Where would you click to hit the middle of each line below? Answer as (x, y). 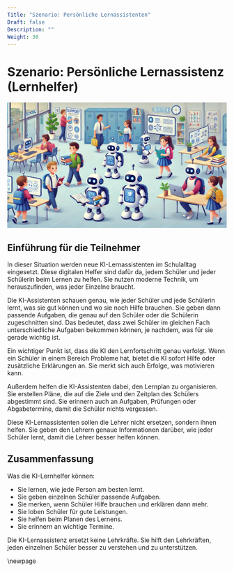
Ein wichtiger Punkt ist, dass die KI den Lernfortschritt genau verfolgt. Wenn (116, 351)
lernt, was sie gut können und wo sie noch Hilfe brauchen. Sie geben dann (114, 308)
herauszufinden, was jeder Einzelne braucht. (71, 287)
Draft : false (26, 22)
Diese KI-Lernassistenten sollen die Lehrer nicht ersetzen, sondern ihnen (112, 422)
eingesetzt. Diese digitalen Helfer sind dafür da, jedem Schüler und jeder (111, 271)
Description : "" (31, 29)
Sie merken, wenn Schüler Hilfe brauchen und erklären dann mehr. (113, 504)
